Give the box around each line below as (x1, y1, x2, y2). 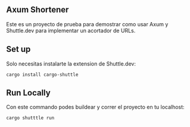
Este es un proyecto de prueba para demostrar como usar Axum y (6, 20, 169, 27)
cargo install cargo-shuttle (6, 72, 79, 78)
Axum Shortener (6, 5, 69, 15)
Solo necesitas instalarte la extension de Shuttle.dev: (6, 60, 136, 67)
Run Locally (6, 88, 51, 98)
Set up (6, 44, 31, 54)
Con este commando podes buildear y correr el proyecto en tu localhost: (6, 104, 185, 111)
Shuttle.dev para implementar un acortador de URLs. (6, 27, 136, 34)
